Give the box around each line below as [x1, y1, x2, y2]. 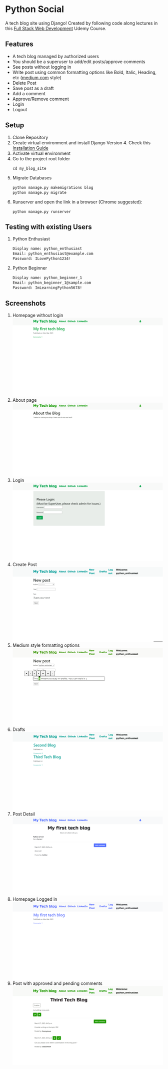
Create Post [12, 561, 37, 567]
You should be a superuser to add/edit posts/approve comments [12, 59, 146, 65]
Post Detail [12, 811, 35, 817]
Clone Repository [12, 134, 48, 140]
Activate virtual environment [12, 150, 71, 156]
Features [5, 40, 33, 49]
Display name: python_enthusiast [12, 246, 82, 251]
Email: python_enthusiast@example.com [12, 251, 93, 256]
